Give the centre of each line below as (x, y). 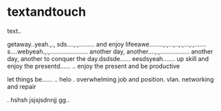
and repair (22, 86)
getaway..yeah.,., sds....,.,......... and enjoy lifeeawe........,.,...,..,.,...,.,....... (107, 44)
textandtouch (47, 12)
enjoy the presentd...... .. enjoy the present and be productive (94, 66)
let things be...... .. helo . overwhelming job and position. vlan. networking (110, 79)
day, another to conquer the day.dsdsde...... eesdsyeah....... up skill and (108, 58)
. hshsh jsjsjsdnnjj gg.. (38, 99)
